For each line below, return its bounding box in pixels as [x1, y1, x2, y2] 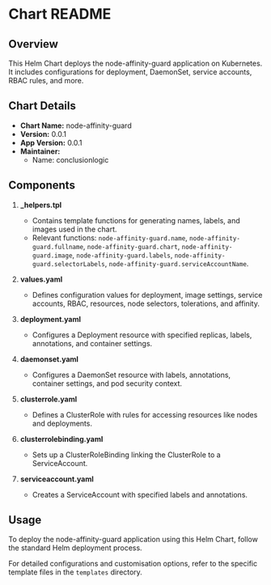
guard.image [32, 252, 73, 260]
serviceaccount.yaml [19, 474, 95, 484]
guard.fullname [32, 243, 83, 251]
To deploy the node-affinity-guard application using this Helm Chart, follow [8, 535, 259, 545]
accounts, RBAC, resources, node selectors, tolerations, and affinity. [32, 299, 260, 308]
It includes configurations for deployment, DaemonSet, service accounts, [8, 67, 252, 77]
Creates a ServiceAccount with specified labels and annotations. [32, 490, 248, 499]
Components [8, 179, 75, 193]
